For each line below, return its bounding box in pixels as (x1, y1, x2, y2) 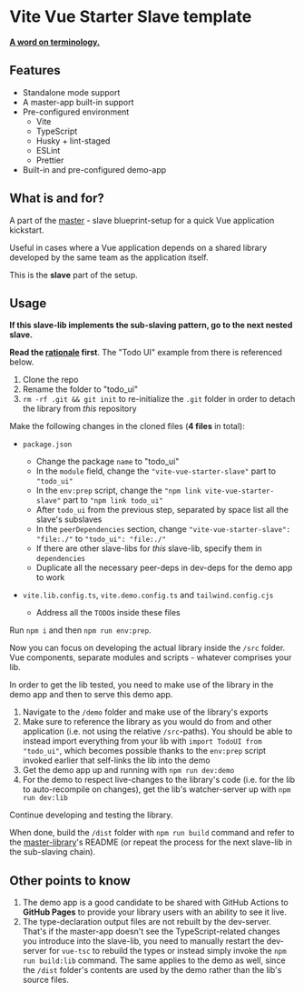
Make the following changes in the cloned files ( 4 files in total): (9, 421, 245, 432)
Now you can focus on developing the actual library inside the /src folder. (9, 643, 286, 654)
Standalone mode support (22, 86, 121, 97)
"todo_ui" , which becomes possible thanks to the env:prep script (22, 746, 266, 757)
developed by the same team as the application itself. (9, 252, 209, 263)
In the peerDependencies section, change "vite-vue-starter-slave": (35, 524, 291, 535)
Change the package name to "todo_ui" (35, 456, 180, 467)
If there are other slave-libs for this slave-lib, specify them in (35, 543, 262, 554)
